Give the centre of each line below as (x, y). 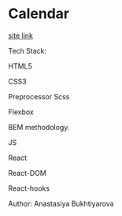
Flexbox (21, 112)
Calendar (39, 14)
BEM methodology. (39, 127)
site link (21, 35)
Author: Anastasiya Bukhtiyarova (61, 203)
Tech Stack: (28, 50)
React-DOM (28, 173)
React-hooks (29, 188)
